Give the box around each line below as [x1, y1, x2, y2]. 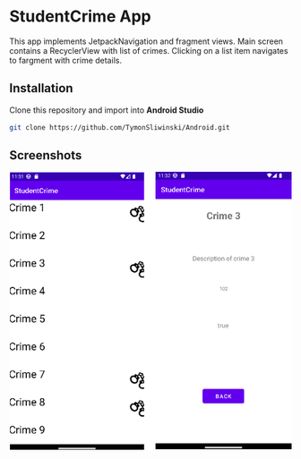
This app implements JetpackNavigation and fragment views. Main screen [9, 36, 284, 47]
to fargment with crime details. [9, 55, 123, 65]
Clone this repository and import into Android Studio [9, 105, 204, 115]
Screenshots [9, 148, 82, 163]
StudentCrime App [9, 6, 151, 27]
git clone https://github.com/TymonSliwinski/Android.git [9, 123, 230, 132]
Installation [9, 81, 73, 96]
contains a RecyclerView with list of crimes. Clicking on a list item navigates [9, 45, 288, 55]
